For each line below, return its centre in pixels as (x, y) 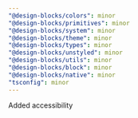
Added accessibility (41, 105)
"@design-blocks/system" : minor (62, 30)
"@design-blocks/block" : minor (60, 68)
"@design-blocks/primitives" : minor (69, 23)
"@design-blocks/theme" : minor (60, 38)
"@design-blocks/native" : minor (62, 75)
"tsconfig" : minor (39, 82)
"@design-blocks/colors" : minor (62, 16)
